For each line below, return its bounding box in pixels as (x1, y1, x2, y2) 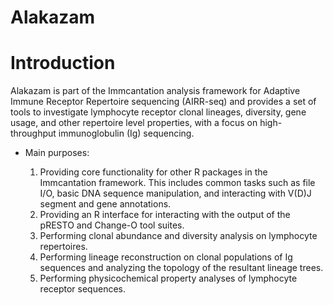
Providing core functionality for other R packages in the (39, 166, 268, 178)
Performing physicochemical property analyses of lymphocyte (39, 272, 298, 285)
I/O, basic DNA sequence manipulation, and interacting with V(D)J (39, 187, 312, 200)
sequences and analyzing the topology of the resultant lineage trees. (39, 262, 324, 274)
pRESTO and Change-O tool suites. (39, 219, 185, 231)
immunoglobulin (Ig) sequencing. (58, 127, 195, 140)
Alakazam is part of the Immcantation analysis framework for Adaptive (10, 85, 301, 97)
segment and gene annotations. (39, 198, 172, 210)
